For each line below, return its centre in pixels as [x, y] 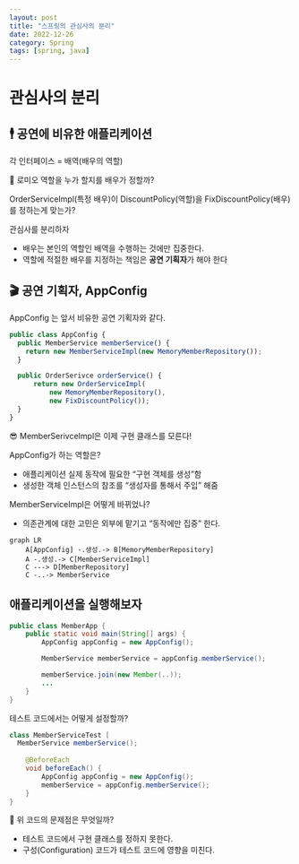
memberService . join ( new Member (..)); [111, 675]
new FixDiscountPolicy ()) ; [99, 401]
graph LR [26, 540]
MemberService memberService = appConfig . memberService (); [154, 659]
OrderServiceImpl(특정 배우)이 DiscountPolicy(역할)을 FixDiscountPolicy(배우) [150, 199]
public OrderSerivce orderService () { [90, 376]
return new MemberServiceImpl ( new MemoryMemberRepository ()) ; [144, 351]
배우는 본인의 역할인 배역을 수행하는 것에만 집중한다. [113, 248]
